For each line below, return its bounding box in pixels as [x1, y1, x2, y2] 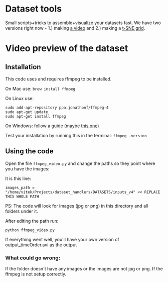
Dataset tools [5, 3, 62, 15]
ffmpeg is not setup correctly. [5, 271, 67, 277]
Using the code [5, 147, 54, 156]
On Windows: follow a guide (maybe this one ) [5, 123, 99, 129]
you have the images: [5, 165, 50, 171]
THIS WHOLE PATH [5, 194, 39, 199]
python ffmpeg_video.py [5, 227, 55, 233]
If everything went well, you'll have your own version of [5, 236, 119, 242]
